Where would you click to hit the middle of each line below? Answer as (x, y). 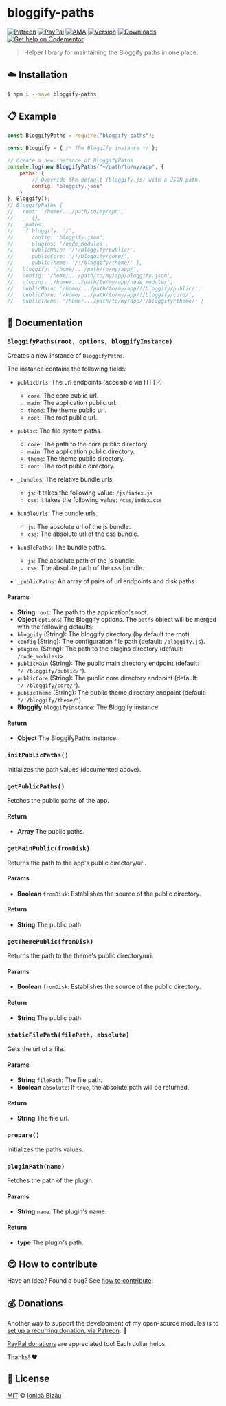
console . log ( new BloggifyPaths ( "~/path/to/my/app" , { (86, 167)
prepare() (23, 1135)
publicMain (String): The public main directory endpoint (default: (108, 663)
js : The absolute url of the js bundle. (79, 527)
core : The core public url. (63, 396)
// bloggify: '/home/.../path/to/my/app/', (73, 270)
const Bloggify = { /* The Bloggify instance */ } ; (82, 148)
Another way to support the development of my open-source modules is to (113, 1323)
